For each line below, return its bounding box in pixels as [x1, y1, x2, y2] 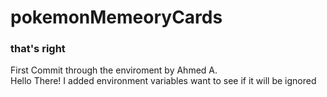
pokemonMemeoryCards [10, 6, 223, 29]
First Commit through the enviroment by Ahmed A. [10, 64, 218, 76]
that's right [10, 42, 66, 56]
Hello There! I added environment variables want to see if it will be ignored [10, 75, 317, 87]
